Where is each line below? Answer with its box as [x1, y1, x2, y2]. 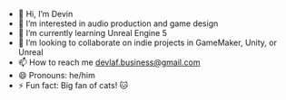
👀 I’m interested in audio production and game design [17, 18, 219, 29]
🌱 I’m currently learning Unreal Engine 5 [17, 28, 168, 38]
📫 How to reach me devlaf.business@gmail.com [17, 57, 201, 68]
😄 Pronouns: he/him [17, 70, 95, 80]
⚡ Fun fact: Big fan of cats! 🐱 [17, 80, 129, 90]
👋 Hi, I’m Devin [17, 9, 74, 19]
